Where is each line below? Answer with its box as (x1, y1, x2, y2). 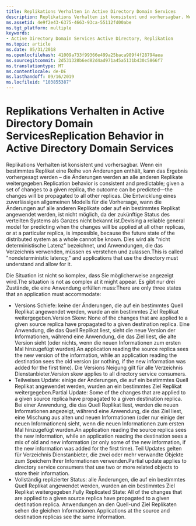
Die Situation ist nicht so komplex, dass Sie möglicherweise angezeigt (6, 271, 174, 279)
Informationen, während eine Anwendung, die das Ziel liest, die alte (14, 333, 177, 340)
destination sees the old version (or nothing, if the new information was (14, 357, 186, 365)
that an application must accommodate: (6, 290, 101, 297)
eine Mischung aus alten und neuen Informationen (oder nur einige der (14, 414, 185, 421)
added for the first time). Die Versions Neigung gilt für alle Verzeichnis (14, 364, 183, 371)
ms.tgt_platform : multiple (6, 25, 72, 31)
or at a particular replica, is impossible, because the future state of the (6, 229, 175, 236)
